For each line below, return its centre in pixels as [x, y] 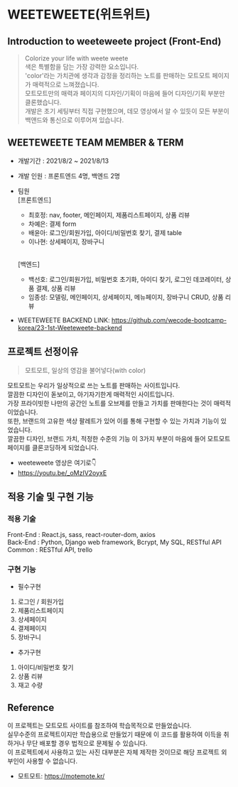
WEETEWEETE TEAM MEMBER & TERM [96, 143]
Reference [31, 708]
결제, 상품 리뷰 [56, 288]
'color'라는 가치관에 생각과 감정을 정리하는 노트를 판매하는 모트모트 [118, 76]
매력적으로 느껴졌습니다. [66, 85]
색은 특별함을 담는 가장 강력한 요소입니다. [82, 67]
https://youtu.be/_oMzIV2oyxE [62, 472]
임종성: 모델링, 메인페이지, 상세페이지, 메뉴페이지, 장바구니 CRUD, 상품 [126, 297]
